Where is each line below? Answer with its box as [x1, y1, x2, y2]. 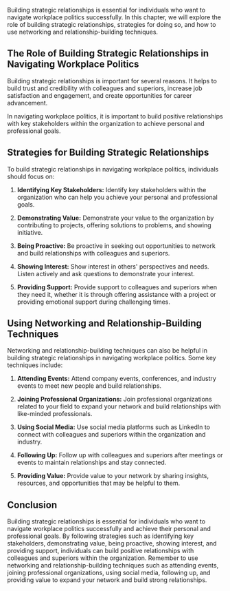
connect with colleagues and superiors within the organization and [16, 431, 206, 439]
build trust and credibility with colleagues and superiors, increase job [7, 84, 203, 92]
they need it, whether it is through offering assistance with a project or [16, 290, 216, 298]
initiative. [16, 228, 43, 236]
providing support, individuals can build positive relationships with [7, 547, 194, 555]
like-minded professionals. [16, 410, 93, 418]
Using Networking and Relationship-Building [7, 318, 203, 329]
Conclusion [7, 499, 58, 510]
